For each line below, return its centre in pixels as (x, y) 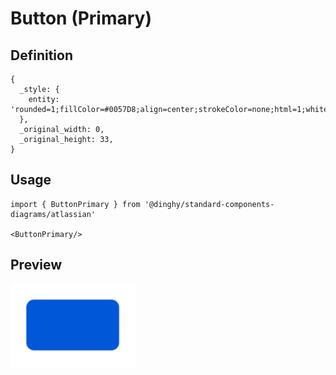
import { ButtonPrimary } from (75, 204)
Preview (36, 265)
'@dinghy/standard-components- (209, 204)
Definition (41, 55)
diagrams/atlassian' (53, 214)
